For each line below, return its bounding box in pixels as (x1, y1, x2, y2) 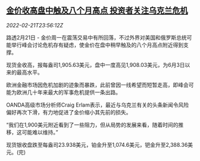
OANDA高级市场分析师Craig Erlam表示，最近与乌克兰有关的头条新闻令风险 (6, 101, 189, 108)
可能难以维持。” (21, 128, 58, 136)
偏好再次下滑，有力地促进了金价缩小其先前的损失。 (6, 108, 132, 115)
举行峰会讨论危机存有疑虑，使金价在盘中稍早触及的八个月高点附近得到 (11, 41, 183, 49)
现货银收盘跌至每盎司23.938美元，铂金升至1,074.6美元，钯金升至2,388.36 (6, 141, 188, 148)
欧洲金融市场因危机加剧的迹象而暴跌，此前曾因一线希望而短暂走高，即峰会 (6, 81, 189, 88)
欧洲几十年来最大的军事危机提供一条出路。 (16, 88, 121, 96)
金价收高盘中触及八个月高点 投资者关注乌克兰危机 (6, 5, 188, 16)
